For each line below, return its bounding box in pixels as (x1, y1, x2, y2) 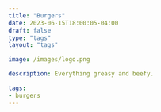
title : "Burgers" (8, 11, 66, 20)
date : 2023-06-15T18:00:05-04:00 (8, 19, 119, 27)
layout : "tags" (8, 41, 59, 49)
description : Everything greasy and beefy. (8, 70, 155, 78)
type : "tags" (8, 33, 52, 42)
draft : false (8, 26, 52, 34)
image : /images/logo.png (8, 56, 90, 64)
